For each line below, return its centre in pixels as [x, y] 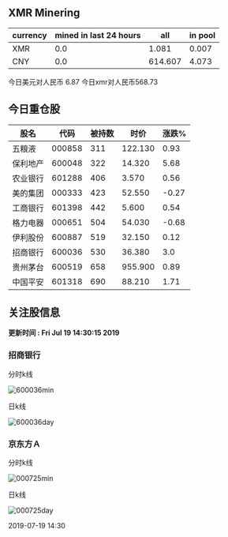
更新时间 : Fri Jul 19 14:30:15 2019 [64, 333]
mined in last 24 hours [98, 35]
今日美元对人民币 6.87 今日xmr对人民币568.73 [83, 81]
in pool [202, 35]
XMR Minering [44, 13]
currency [30, 35]
